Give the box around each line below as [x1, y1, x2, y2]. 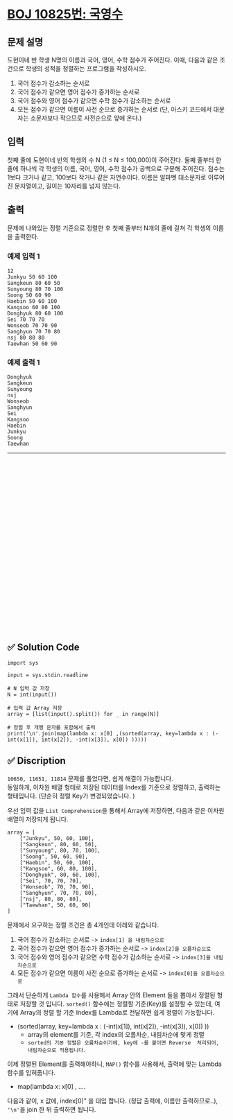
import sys [7, 660, 39, 667]
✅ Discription [7, 755, 66, 767]
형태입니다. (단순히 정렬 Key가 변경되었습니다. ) [7, 791, 135, 800]
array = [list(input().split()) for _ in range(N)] [7, 711, 159, 718]
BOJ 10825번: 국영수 [7, 6, 123, 22]
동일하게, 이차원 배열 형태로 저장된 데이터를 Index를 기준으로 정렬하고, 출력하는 [7, 782, 221, 791]
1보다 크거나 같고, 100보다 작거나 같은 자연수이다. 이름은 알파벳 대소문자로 [7, 173, 207, 181]
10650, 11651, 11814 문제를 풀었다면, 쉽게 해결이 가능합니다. [7, 774, 173, 782]
